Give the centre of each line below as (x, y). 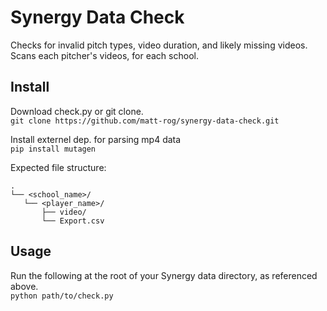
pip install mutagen (53, 149)
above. (24, 286)
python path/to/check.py (62, 296)
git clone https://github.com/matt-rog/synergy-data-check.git (145, 121)
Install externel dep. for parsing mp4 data (96, 139)
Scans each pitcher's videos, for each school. (104, 55)
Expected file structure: (58, 167)
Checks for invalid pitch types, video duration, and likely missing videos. (159, 45)
